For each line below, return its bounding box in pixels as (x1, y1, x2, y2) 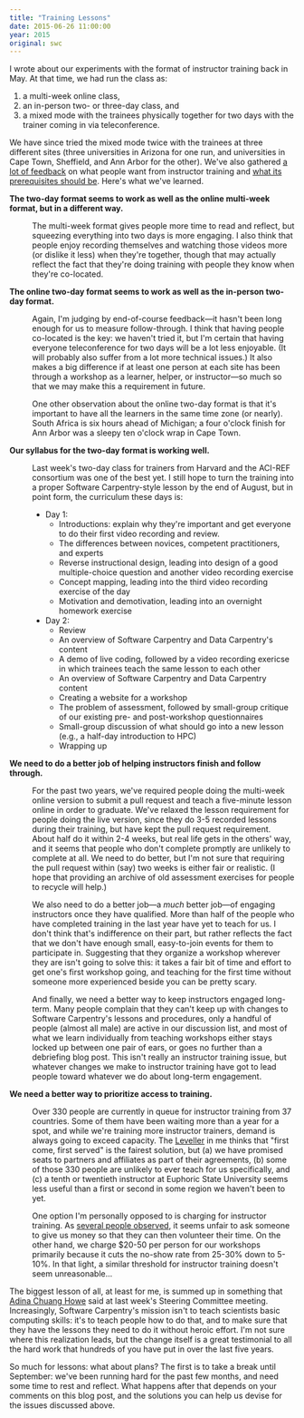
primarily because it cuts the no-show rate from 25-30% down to (32, 1249, 276, 1260)
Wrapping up (58, 740, 108, 751)
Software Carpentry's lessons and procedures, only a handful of (32, 1013, 271, 1024)
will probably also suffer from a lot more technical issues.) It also (32, 352, 273, 363)
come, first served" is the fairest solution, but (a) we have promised (32, 1145, 283, 1156)
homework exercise (58, 605, 133, 617)
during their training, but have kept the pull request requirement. (32, 824, 271, 835)
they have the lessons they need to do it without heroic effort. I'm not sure (9, 1325, 286, 1335)
